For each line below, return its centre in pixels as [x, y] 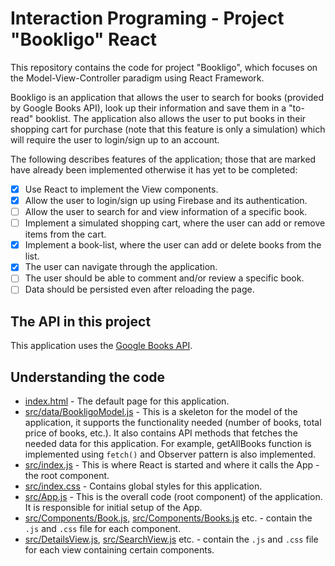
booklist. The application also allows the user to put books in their [171, 118]
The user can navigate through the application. [121, 267]
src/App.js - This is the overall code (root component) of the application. [173, 497]
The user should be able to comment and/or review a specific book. [164, 278]
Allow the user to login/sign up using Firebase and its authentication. [166, 200]
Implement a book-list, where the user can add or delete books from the [173, 245]
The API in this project [81, 321]
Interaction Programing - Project [147, 18]
